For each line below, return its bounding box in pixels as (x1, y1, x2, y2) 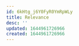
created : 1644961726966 (6, 31, 65, 37)
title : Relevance (6, 14, 49, 20)
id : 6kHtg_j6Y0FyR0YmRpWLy (6, 8, 73, 15)
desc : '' (6, 20, 28, 26)
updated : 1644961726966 (6, 25, 65, 32)
